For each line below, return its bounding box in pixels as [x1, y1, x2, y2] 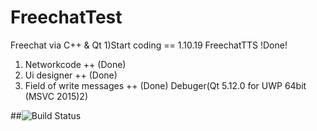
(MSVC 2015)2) [24, 90, 89, 102]
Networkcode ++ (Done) [24, 58, 127, 70]
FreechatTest [10, 6, 123, 29]
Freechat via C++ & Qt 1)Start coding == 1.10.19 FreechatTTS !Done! [10, 39, 288, 51]
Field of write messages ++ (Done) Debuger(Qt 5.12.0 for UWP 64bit [24, 79, 307, 91]
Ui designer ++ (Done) [24, 69, 118, 81]
